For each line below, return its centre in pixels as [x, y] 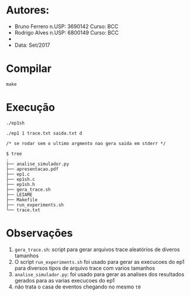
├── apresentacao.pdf [32, 169]
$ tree [14, 154]
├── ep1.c [18, 174]
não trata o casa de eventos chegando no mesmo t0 [78, 287]
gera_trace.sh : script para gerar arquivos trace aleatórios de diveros [97, 249]
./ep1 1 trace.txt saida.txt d [44, 133]
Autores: [28, 10]
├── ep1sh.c [20, 179]
